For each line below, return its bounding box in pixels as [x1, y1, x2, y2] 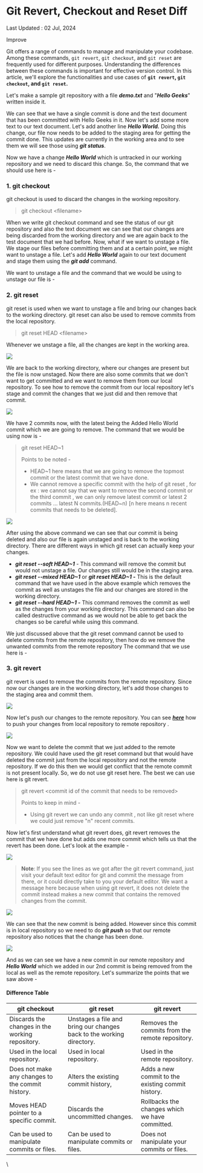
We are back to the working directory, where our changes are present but [6, 364, 189, 371]
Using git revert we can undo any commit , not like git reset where [30, 810, 195, 818]
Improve [6, 36, 27, 43]
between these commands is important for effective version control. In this [6, 67, 192, 74]
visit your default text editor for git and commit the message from [21, 871, 184, 879]
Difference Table [6, 989, 50, 997]
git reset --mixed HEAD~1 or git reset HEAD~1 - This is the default [14, 573, 182, 580]
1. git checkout [6, 182, 50, 190]
